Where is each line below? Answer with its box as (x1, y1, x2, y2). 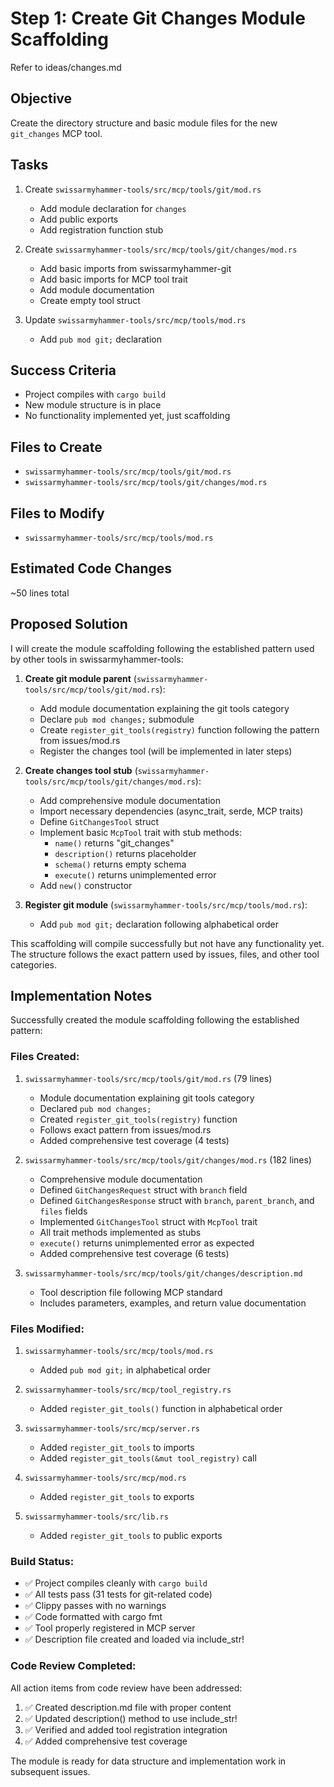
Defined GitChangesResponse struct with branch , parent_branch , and (39, 1194, 315, 1206)
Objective (10, 90, 73, 107)
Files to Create (10, 438, 103, 456)
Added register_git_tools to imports (39, 1442, 195, 1454)
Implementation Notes (10, 988, 153, 1005)
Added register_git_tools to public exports (39, 1530, 223, 1542)
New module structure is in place (24, 399, 162, 411)
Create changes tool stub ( (24, 764, 138, 776)
